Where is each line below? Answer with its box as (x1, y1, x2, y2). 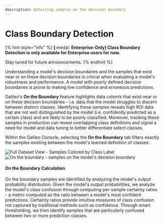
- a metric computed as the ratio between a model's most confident (5, 192, 141, 198)
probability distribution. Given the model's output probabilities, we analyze (5, 181, 155, 187)
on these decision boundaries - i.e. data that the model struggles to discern (5, 99, 158, 105)
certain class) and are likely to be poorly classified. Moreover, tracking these (5, 114, 159, 120)
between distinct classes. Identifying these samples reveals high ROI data (5, 104, 154, 110)
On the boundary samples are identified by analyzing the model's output (5, 176, 151, 182)
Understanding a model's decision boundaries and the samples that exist (5, 68, 153, 74)
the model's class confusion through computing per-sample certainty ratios (5, 186, 158, 192)
